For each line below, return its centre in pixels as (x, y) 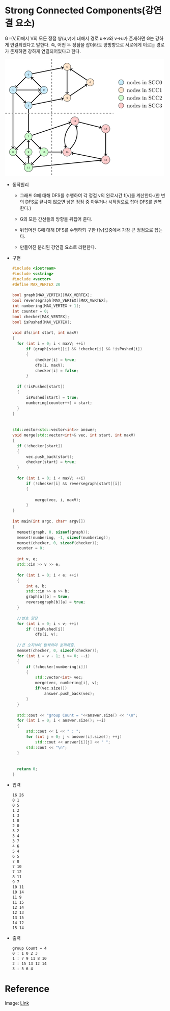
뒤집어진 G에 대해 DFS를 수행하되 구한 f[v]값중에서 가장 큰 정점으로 (87, 230)
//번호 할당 (27, 618)
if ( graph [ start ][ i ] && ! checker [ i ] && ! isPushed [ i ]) (84, 349)
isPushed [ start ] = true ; (52, 397)
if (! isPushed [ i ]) (45, 629)
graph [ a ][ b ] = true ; (48, 597)
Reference (27, 989)
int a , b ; (36, 586)
